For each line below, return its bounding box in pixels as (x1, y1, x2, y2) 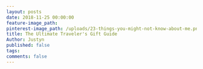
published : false (6, 43, 50, 49)
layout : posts (6, 8, 42, 15)
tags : (6, 48, 20, 54)
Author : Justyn (6, 37, 45, 43)
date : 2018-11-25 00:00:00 (6, 14, 74, 20)
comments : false (6, 53, 47, 59)
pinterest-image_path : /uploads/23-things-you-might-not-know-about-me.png (6, 25, 201, 32)
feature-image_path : (6, 20, 59, 26)
